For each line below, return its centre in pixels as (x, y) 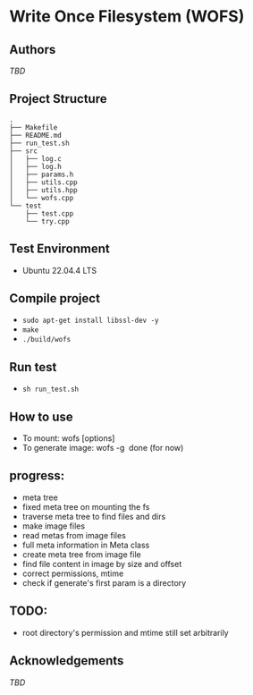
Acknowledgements (67, 661)
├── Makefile (34, 127)
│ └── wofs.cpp (42, 198)
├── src (24, 151)
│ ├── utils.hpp (43, 190)
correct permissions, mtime (73, 573)
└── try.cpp (47, 221)
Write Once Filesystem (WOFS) (127, 17)
